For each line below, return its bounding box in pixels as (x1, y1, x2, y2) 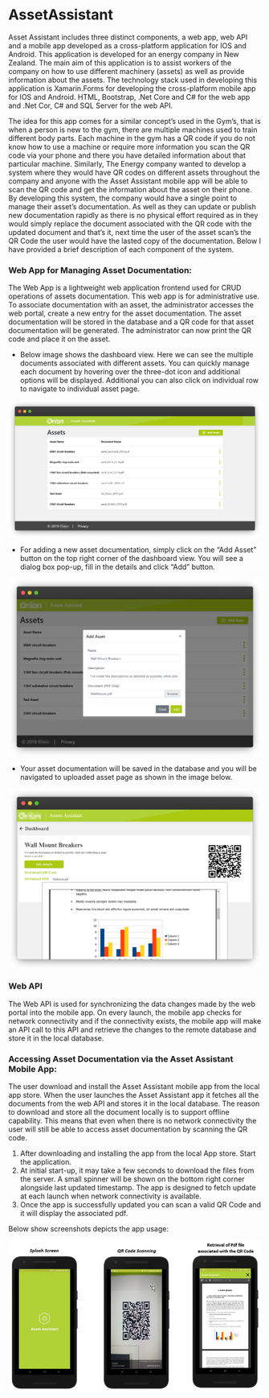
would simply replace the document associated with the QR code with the (8, 219, 252, 229)
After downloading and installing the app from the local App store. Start (19, 1149, 256, 1158)
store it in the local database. (8, 1033, 104, 1043)
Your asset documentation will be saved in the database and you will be (19, 763, 257, 773)
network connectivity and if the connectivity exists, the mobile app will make (8, 1016, 262, 1025)
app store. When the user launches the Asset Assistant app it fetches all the (8, 1090, 259, 1099)
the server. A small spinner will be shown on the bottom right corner (19, 1173, 245, 1184)
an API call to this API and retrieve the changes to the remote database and (8, 1025, 257, 1034)
